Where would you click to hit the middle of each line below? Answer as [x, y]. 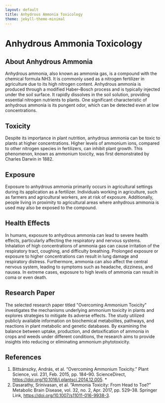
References [23, 357]
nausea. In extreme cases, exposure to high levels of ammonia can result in [82, 272]
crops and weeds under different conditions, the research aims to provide [80, 336]
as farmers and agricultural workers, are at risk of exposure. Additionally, [79, 197]
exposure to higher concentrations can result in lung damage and [72, 256]
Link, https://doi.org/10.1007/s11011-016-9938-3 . [61, 396]
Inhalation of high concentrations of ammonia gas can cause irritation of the [82, 245]
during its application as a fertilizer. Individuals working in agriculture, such [81, 192]
